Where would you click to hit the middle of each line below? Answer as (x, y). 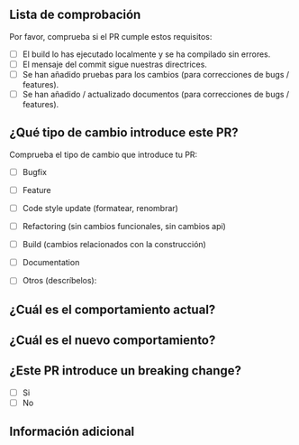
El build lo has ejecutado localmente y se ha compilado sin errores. (146, 54)
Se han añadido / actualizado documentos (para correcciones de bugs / (156, 94)
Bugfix (35, 172)
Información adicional (72, 432)
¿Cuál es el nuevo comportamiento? (113, 341)
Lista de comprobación (75, 15)
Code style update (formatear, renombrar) (100, 208)
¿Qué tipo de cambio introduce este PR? (124, 133)
